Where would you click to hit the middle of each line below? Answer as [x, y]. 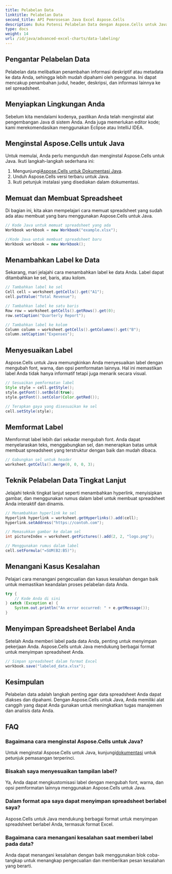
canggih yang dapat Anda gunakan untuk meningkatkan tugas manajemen [84, 705]
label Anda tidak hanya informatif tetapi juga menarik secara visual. [76, 373]
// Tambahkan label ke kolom [36, 325]
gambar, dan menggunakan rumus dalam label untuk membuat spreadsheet [85, 498]
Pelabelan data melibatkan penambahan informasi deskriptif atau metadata [84, 72]
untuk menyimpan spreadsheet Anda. [45, 652]
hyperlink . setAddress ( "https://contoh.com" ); [55, 523]
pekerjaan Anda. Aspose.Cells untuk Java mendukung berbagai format [80, 647]
